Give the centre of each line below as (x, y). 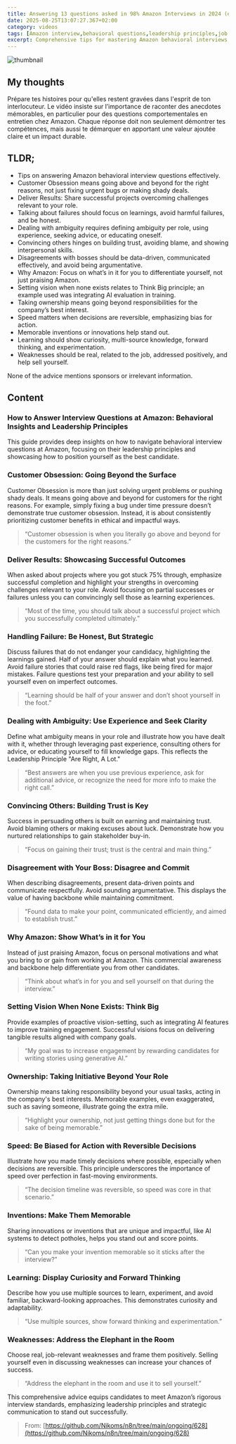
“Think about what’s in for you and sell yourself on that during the (119, 981)
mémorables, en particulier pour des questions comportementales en (107, 114)
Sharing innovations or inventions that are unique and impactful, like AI (110, 1230)
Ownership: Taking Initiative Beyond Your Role (88, 1076)
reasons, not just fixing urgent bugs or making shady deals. (103, 190)
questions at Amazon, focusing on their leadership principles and (101, 449)
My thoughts (36, 82)
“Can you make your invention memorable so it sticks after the (114, 1251)
